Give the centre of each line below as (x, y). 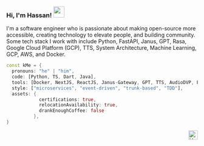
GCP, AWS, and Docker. (36, 54)
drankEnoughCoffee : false (71, 111)
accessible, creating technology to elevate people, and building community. (101, 35)
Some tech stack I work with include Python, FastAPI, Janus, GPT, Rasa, (97, 41)
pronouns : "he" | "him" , (43, 71)
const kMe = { (24, 66)
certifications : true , (67, 99)
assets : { (24, 94)
